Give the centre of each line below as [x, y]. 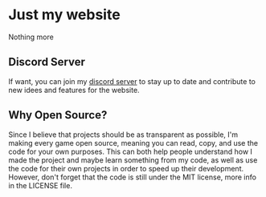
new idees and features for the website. [74, 90]
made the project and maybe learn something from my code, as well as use [133, 160]
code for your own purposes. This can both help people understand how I [131, 151]
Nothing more [31, 37]
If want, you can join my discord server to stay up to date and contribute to [132, 81]
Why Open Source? [58, 115]
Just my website [64, 15]
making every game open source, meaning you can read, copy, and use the [133, 143]
